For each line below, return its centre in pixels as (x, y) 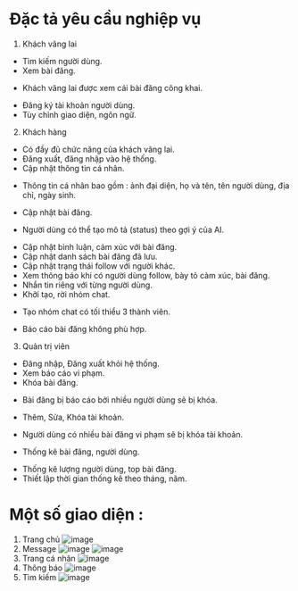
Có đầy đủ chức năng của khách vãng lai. (99, 149)
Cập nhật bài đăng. (57, 212)
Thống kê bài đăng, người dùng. (81, 452)
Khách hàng (44, 132)
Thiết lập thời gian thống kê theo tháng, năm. (104, 479)
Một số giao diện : (77, 515)
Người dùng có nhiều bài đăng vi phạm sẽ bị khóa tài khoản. (132, 434)
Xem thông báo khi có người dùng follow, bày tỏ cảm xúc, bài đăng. (146, 275)
